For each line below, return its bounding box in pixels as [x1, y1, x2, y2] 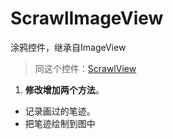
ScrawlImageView [10, 7, 164, 30]
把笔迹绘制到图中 [24, 117, 96, 129]
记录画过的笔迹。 [24, 105, 96, 117]
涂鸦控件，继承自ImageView [10, 41, 127, 53]
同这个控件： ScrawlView [34, 62, 137, 74]
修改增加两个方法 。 [24, 83, 105, 96]
